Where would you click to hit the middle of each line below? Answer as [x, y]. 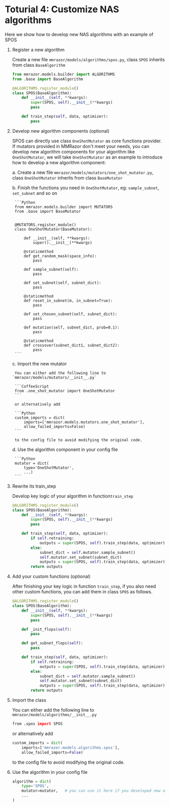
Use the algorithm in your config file [50, 772]
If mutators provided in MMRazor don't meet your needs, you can [81, 146]
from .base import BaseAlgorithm [48, 79]
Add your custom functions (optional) [51, 576]
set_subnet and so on [35, 193]
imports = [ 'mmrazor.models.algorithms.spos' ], [71, 748]
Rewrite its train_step [34, 486]
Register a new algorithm [38, 49]
